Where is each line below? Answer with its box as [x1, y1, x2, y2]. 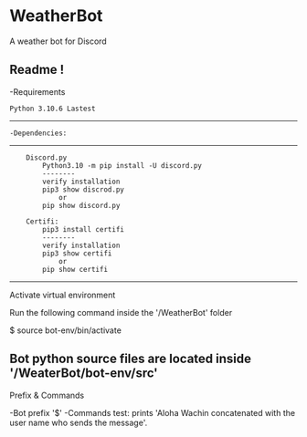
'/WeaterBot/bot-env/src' [9, 366, 158, 381]
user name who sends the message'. [9, 417, 148, 428]
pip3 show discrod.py [42, 184, 125, 194]
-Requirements [9, 86, 66, 97]
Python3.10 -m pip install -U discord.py [42, 161, 203, 170]
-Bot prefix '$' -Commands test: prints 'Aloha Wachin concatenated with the [9, 407, 295, 418]
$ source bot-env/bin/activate [9, 325, 122, 336]
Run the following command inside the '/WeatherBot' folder [9, 307, 233, 317]
